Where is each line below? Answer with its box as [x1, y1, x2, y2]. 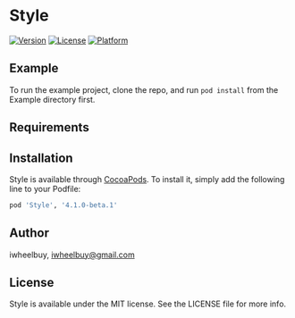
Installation [9, 150, 73, 165]
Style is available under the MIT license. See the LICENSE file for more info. [9, 298, 287, 309]
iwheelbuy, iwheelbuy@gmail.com [9, 249, 136, 260]
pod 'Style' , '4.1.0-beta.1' [9, 200, 118, 210]
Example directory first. [9, 94, 96, 105]
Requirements [9, 120, 89, 135]
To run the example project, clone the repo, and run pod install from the [9, 84, 279, 95]
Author [9, 225, 49, 241]
